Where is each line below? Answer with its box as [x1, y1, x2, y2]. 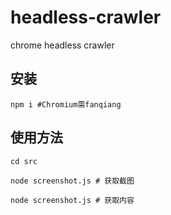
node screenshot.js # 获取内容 [10, 195, 135, 205]
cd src [10, 156, 38, 166]
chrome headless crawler [10, 39, 115, 51]
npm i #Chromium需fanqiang [10, 99, 122, 110]
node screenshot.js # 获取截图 [10, 176, 135, 186]
